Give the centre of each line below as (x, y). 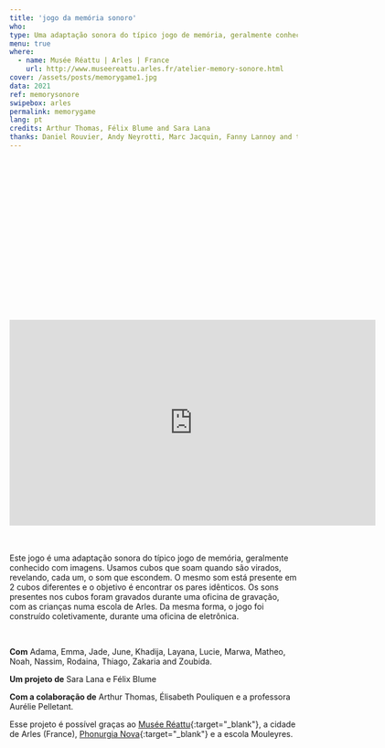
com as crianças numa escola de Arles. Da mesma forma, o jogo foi (137, 607)
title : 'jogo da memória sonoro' (73, 18)
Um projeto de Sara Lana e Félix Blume (83, 679)
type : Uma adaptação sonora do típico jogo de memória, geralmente (141, 35)
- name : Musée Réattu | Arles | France (94, 60)
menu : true (30, 43)
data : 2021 (30, 86)
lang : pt (26, 120)
